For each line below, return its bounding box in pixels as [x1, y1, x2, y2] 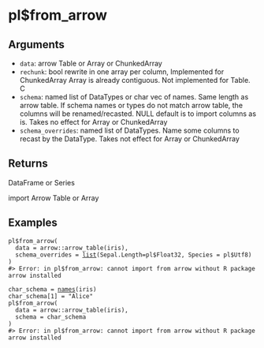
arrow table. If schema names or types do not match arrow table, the [19, 101, 243, 110]
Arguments [8, 38, 65, 51]
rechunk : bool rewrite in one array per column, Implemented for [19, 67, 225, 77]
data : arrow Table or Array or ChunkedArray [19, 58, 163, 68]
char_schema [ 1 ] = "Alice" [8, 292, 93, 300]
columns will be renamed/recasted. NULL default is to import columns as [19, 109, 257, 118]
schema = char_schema [15, 312, 87, 321]
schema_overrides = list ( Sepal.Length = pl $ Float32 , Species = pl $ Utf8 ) [15, 251, 252, 259]
